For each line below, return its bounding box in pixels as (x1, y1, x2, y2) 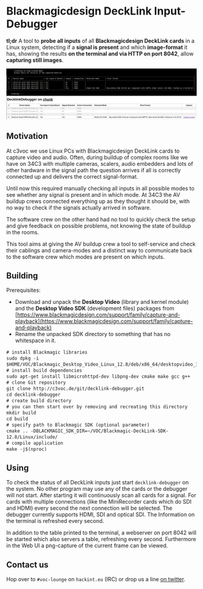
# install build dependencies (6, 367, 83, 373)
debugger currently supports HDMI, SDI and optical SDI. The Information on (6, 511, 195, 518)
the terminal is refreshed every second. (6, 518, 105, 525)
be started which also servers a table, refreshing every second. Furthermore (6, 536, 196, 543)
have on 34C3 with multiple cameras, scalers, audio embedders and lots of (6, 160, 193, 167)
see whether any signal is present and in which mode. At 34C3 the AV (6, 191, 180, 198)
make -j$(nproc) (6, 446, 47, 452)
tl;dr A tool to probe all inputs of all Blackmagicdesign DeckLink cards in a (6, 37, 195, 44)
